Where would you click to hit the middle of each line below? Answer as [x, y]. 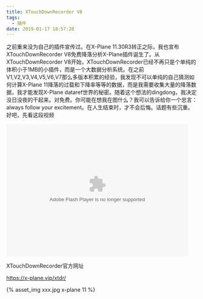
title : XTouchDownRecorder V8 [45, 12]
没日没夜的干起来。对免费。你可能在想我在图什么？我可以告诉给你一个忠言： [102, 100]
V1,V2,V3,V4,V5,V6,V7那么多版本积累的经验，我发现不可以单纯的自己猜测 [98, 77]
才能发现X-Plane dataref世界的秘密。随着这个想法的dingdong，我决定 [109, 92]
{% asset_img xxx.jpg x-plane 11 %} [51, 290]
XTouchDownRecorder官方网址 [45, 266]
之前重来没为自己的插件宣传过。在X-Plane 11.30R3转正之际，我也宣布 [93, 47]
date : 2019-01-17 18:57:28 [40, 29]
